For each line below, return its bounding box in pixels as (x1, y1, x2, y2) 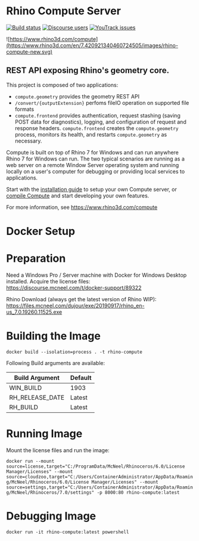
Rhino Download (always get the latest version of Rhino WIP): (6, 295, 157, 302)
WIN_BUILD (9, 384, 42, 392)
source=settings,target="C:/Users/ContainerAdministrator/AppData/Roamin (6, 484, 194, 490)
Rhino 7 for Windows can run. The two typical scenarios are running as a (6, 155, 185, 162)
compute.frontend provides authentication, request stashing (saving (14, 112, 181, 119)
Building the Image (6, 329, 101, 343)
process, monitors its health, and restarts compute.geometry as (14, 131, 167, 138)
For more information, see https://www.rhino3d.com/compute (6, 203, 158, 211)
